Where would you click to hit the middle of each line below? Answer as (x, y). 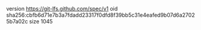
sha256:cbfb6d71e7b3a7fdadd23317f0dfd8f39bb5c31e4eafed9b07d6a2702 (100, 15)
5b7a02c (17, 21)
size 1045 (41, 21)
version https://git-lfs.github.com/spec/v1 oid (62, 9)
